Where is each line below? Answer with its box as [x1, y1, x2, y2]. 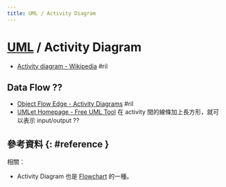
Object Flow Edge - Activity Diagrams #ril [16, 100, 134, 108]
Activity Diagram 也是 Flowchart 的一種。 [16, 172, 133, 181]
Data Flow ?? [7, 81, 63, 93]
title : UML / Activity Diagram [7, 10, 96, 17]
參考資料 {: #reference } [7, 138, 109, 150]
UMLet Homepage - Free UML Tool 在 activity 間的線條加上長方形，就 [16, 108, 214, 116]
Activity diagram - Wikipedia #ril [16, 62, 108, 70]
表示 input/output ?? [23, 117, 80, 125]
